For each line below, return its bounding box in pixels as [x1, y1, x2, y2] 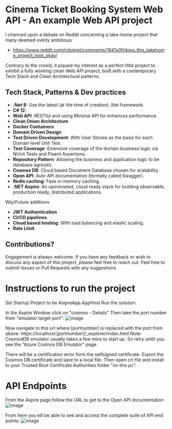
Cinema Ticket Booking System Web [5, 4, 163, 15]
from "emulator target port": [5, 315, 64, 321]
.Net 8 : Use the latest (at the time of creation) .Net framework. [12, 102, 144, 108]
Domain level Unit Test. [12, 140, 62, 146]
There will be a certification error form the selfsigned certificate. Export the [5, 351, 164, 357]
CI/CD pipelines [12, 214, 47, 220]
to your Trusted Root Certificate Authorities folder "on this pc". [5, 362, 137, 368]
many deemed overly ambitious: [5, 37, 73, 43]
